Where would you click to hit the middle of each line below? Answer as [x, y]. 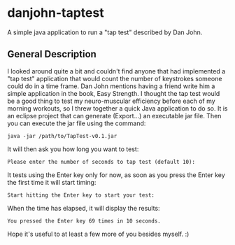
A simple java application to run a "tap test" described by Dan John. [105, 32]
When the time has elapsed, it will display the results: [84, 208]
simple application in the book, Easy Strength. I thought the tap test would [114, 93]
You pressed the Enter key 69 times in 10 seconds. [84, 221]
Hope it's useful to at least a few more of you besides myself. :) [98, 234]
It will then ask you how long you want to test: [73, 149]
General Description [52, 54]
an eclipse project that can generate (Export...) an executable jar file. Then [114, 115]
